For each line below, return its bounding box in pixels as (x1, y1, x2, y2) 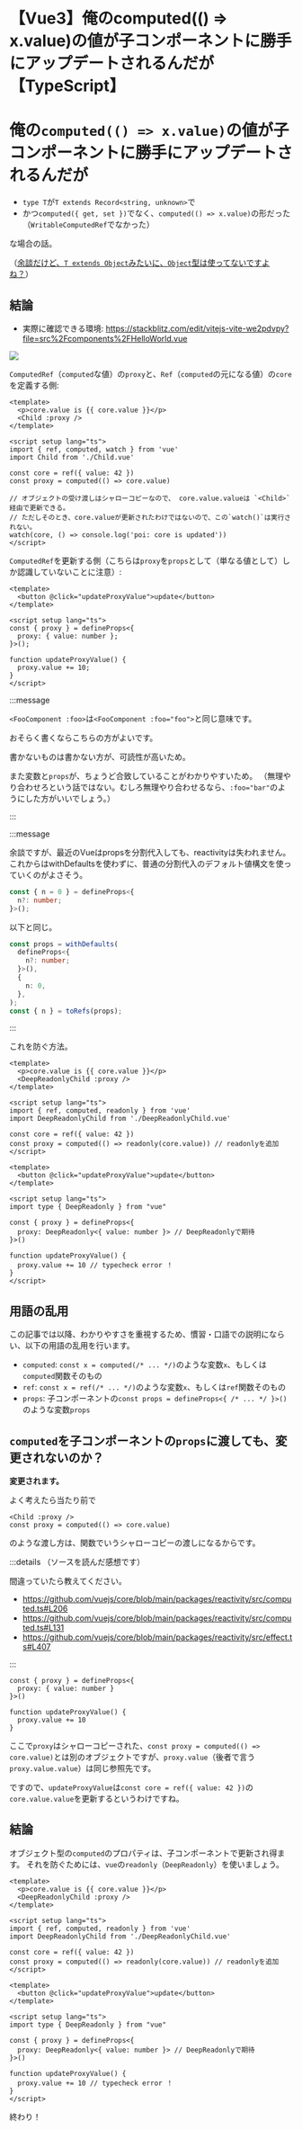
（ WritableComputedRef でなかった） (22, 219, 155, 230)
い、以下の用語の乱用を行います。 (9, 1340, 135, 1351)
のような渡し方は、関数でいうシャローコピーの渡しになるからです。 (9, 1537, 261, 1548)
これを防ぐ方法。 (9, 1041, 73, 1052)
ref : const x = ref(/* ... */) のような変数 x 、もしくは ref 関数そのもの (22, 1382, 286, 1392)
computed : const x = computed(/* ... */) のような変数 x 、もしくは (22, 1359, 267, 1370)
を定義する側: (9, 380, 60, 390)
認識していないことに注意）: (16, 566, 122, 577)
